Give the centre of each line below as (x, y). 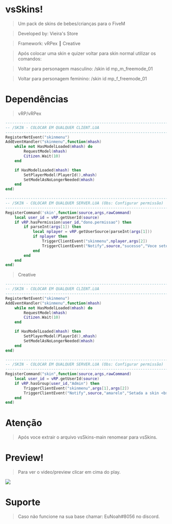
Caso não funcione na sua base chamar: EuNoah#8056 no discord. (89, 517)
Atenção (24, 423)
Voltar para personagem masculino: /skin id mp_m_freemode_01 (85, 69)
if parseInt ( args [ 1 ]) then (52, 227)
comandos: (30, 59)
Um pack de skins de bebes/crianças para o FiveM (71, 24)
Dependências (37, 100)
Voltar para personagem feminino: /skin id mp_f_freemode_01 (82, 78)
